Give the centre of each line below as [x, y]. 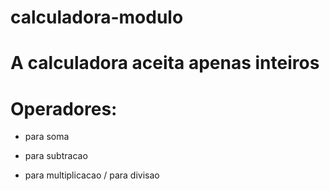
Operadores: [64, 108]
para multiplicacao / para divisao [92, 175]
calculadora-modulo [97, 17]
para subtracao [56, 156]
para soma [47, 137]
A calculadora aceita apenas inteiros [165, 63]
